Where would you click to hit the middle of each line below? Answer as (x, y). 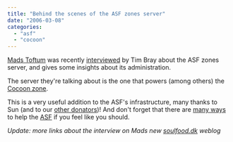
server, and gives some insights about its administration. (89, 67)
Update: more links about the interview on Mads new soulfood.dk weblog (114, 131)
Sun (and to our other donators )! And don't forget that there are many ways (116, 110)
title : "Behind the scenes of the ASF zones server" (86, 14)
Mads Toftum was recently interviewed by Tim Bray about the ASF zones (113, 60)
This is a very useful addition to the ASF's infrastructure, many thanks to (112, 102)
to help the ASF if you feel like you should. (68, 117)
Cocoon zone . (28, 89)
